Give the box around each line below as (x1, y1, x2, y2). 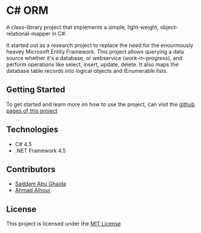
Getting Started (6, 85, 66, 95)
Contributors (6, 164, 56, 175)
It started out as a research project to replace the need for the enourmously (6, 42, 194, 49)
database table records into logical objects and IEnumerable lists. (6, 67, 168, 74)
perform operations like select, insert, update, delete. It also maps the (6, 61, 179, 68)
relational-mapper (6, 30, 51, 37)
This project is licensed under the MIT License (6, 220, 122, 228)
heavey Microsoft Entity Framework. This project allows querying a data (6, 48, 185, 55)
